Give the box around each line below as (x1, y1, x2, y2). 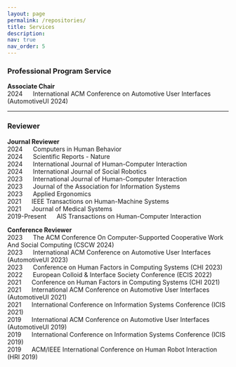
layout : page (7, 10, 46, 18)
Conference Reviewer (7, 226, 72, 234)
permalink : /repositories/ (7, 17, 86, 24)
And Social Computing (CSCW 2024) (7, 240, 114, 249)
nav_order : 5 (7, 43, 46, 50)
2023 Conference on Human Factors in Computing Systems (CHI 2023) (7, 263, 223, 271)
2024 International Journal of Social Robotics (7, 167, 147, 176)
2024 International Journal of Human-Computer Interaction (7, 160, 188, 168)
